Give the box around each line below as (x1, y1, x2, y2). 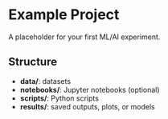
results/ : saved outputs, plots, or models (19, 101, 155, 111)
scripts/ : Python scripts (19, 93, 99, 103)
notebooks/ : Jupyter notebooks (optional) (19, 85, 160, 94)
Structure (8, 55, 58, 69)
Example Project (8, 6, 120, 24)
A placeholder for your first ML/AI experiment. (8, 32, 161, 42)
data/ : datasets (19, 76, 71, 85)
